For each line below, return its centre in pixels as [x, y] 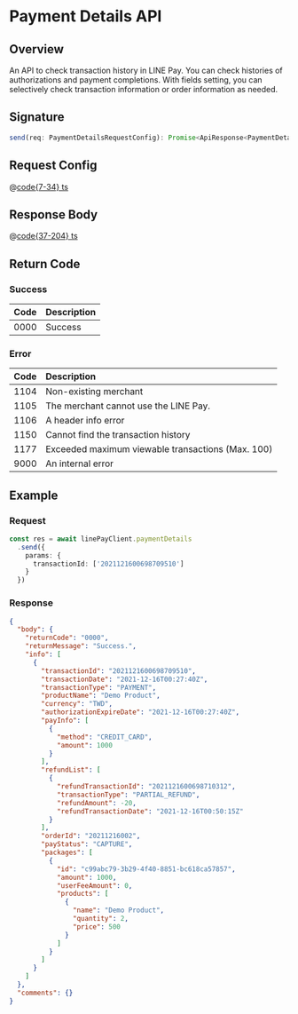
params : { [43, 555]
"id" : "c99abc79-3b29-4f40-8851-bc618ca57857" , [146, 869]
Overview [37, 49]
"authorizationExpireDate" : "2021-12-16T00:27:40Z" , [141, 712]
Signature [37, 117]
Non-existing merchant [94, 392]
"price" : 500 [97, 927]
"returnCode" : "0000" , [67, 638]
